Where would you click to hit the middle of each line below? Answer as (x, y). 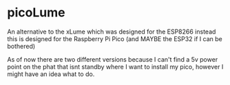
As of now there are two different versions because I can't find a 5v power (113, 59)
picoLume (36, 13)
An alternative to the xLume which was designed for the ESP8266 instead (112, 32)
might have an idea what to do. (51, 74)
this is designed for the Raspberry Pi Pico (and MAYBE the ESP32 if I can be (115, 38)
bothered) (21, 46)
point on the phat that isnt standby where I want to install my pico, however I (115, 66)
